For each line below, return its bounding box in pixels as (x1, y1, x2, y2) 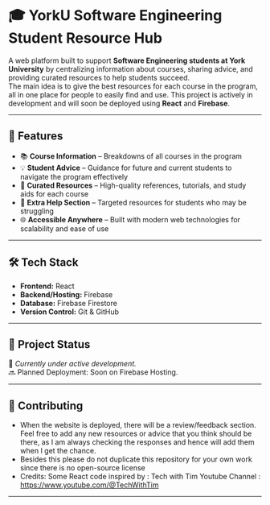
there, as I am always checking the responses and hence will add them (19, 437, 255, 447)
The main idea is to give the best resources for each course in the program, (8, 81, 259, 91)
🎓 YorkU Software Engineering (8, 6, 223, 25)
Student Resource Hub (8, 29, 163, 48)
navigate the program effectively (19, 172, 129, 181)
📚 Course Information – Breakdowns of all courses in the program (19, 151, 243, 161)
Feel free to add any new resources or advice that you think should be (19, 428, 252, 439)
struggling (19, 206, 55, 216)
